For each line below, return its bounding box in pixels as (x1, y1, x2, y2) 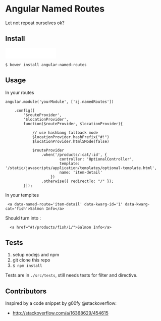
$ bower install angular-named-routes (5, 62, 87, 67)
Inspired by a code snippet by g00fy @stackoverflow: (5, 300, 117, 306)
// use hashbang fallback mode (32, 130, 98, 135)
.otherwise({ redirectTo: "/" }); (41, 179, 114, 184)
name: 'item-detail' (59, 170, 102, 175)
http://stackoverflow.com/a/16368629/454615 (12, 310, 109, 316)
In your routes (5, 89, 34, 95)
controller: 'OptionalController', (59, 156, 135, 162)
